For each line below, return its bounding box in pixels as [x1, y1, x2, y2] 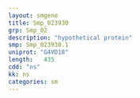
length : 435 [8, 56, 55, 64]
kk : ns [8, 70, 30, 78]
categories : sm [8, 77, 59, 85]
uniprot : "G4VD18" [8, 48, 69, 56]
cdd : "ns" [8, 63, 41, 71]
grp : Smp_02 [8, 26, 47, 34]
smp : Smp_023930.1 [8, 41, 69, 49]
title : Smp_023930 [8, 19, 69, 27]
